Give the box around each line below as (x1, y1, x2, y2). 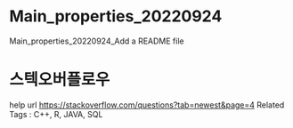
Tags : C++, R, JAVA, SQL (9, 108, 103, 119)
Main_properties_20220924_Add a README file (9, 36, 184, 46)
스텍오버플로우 (9, 69, 110, 90)
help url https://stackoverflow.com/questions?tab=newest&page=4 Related (9, 100, 285, 110)
